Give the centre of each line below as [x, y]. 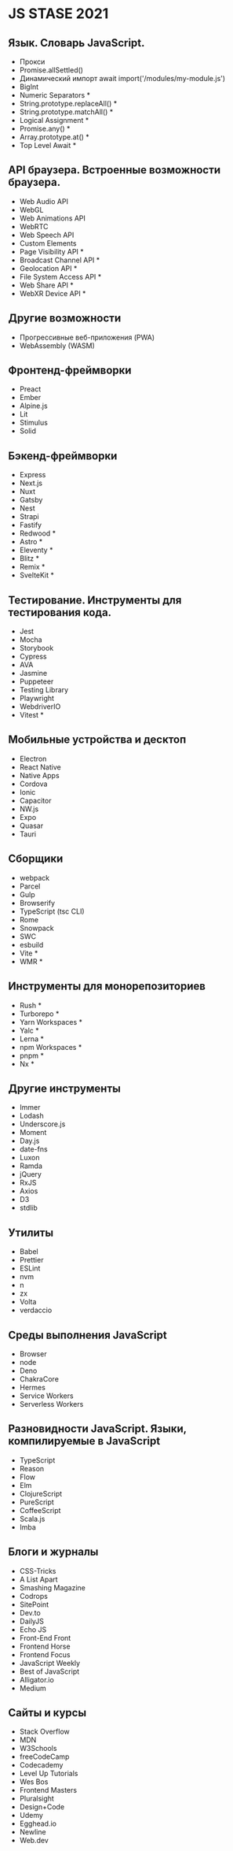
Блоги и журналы [53, 1552]
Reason [32, 1468]
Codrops [34, 1596]
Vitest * [32, 715]
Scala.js [32, 1519]
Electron [33, 759]
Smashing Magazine [53, 1587]
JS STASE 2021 [58, 14]
